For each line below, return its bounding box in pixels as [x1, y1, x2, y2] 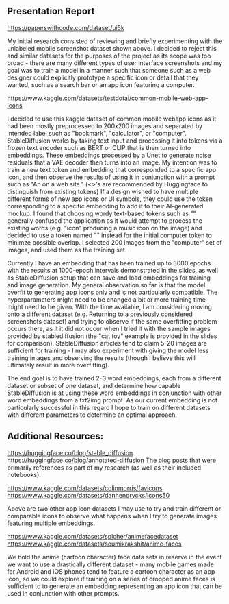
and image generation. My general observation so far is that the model [7, 280, 206, 289]
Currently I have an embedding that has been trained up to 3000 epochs [7, 258, 211, 267]
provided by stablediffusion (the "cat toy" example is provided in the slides [7, 332, 217, 340]
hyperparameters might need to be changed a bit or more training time [7, 295, 206, 304]
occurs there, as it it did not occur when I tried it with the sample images [7, 324, 211, 333]
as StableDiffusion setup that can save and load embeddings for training [7, 274, 211, 282]
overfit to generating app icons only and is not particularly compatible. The [7, 288, 218, 296]
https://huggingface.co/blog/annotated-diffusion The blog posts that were [7, 456, 217, 464]
